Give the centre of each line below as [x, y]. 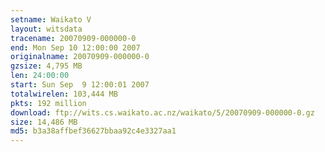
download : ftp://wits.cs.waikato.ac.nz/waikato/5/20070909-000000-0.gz [162, 112]
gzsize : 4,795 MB [46, 66]
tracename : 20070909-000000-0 [73, 38]
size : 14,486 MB [44, 122]
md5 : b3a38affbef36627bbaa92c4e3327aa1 [93, 131]
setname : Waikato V [51, 19]
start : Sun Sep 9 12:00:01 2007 [80, 85]
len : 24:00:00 [40, 76]
